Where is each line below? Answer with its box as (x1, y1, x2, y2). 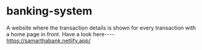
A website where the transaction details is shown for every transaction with (6, 24, 196, 31)
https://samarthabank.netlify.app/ (6, 37, 91, 44)
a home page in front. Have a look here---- (6, 30, 114, 37)
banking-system (6, 4, 93, 18)
